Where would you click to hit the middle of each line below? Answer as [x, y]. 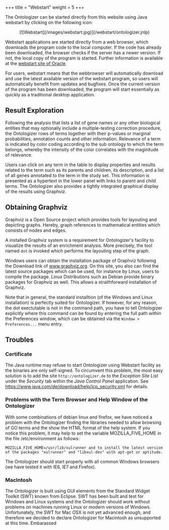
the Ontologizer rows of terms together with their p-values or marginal [78, 133]
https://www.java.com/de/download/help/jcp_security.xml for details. [77, 387]
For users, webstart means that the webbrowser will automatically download [84, 73]
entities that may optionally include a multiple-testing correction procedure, [83, 128]
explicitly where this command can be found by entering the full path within [83, 313]
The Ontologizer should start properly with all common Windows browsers [82, 461]
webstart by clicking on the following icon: [49, 22]
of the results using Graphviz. [36, 191]
